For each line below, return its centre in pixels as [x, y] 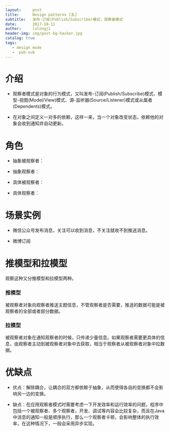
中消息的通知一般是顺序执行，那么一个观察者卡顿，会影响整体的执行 [83, 417]
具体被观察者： [28, 182]
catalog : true [20, 38]
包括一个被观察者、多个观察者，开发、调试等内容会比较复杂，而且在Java [89, 411]
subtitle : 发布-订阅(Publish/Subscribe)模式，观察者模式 [64, 19]
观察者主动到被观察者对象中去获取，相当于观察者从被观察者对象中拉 [89, 343]
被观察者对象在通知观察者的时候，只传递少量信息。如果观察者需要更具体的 [83, 337]
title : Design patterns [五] [41, 15]
